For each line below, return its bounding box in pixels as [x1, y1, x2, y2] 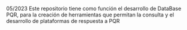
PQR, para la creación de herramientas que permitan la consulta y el [6, 11, 174, 18]
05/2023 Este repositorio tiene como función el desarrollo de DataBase [6, 5, 182, 12]
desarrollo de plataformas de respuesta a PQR [6, 18, 120, 24]
